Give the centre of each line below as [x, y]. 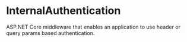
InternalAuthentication [64, 11]
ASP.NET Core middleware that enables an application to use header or [93, 27]
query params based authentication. [50, 33]
